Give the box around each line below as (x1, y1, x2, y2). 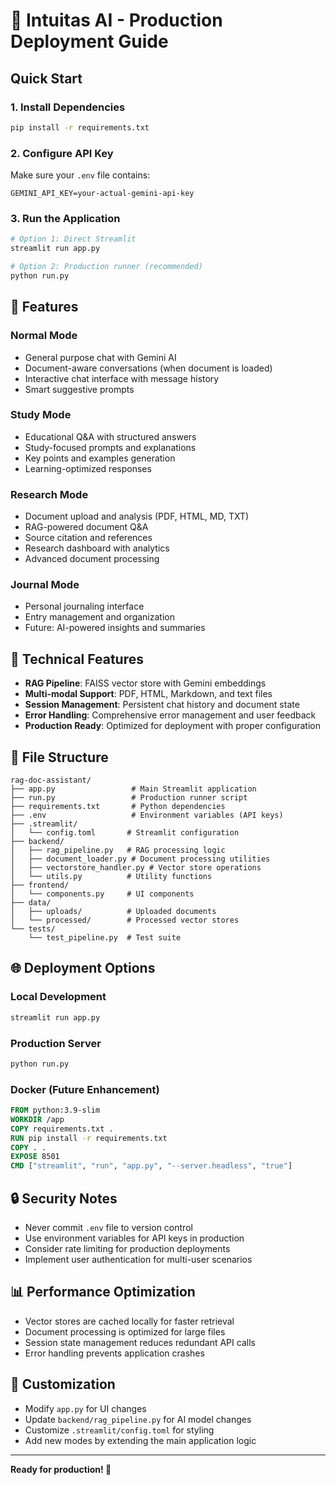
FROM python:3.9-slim (10, 1105, 101, 1116)
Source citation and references (24, 532, 153, 544)
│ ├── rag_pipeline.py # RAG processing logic (10, 845, 226, 856)
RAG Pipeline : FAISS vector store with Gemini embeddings (24, 677, 267, 689)
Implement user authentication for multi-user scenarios (24, 1254, 253, 1266)
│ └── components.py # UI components (10, 889, 195, 899)
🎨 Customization (10, 1376, 116, 1393)
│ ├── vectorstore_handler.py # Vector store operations (10, 863, 262, 873)
